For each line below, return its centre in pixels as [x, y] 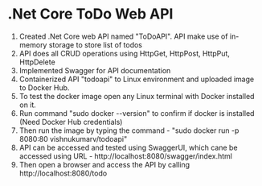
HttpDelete [37, 62]
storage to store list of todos [95, 44]
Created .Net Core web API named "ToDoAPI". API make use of [123, 36]
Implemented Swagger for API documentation [95, 70]
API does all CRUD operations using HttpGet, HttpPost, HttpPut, [125, 53]
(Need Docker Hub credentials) [71, 122]
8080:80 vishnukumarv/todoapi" [73, 138]
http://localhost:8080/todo [63, 173]
